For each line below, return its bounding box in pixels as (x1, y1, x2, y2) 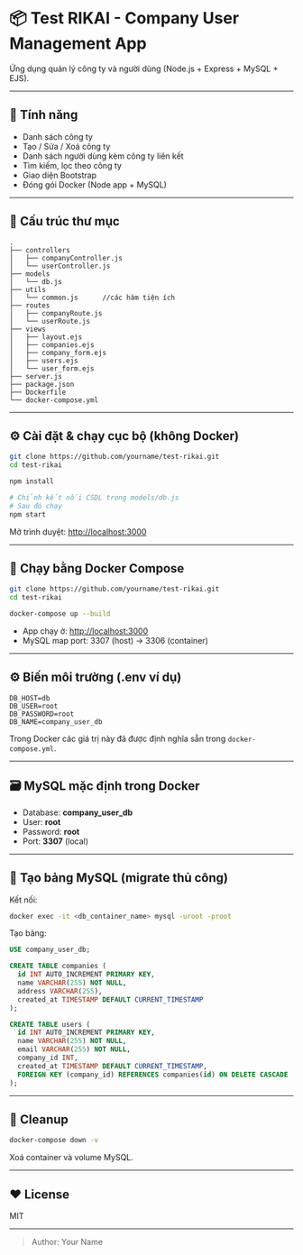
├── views (9, 325, 47, 334)
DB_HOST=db (9, 693, 50, 702)
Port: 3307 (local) (22, 836, 88, 847)
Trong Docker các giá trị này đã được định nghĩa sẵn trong (9, 733, 226, 744)
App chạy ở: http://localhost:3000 (22, 626, 149, 637)
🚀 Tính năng (9, 107, 78, 123)
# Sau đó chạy (9, 501, 63, 510)
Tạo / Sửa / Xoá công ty (22, 141, 111, 151)
